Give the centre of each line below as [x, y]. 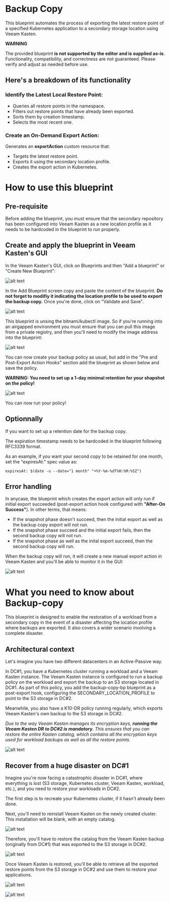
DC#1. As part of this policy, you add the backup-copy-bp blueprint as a [80, 688]
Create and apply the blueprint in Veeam [70, 245]
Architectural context [40, 649]
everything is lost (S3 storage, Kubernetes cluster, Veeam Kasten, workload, [85, 783]
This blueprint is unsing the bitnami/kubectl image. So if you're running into [84, 321]
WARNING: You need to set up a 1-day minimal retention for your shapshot [85, 377]
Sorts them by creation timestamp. [49, 117]
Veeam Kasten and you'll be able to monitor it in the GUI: [64, 562]
